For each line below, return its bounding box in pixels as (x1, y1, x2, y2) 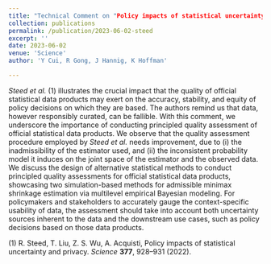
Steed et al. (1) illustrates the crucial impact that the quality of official (8, 85, 236, 95)
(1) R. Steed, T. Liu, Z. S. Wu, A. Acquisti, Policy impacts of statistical (8, 238, 236, 248)
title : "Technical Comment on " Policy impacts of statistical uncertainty (8, 11, 265, 20)
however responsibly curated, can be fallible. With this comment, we (8, 111, 236, 121)
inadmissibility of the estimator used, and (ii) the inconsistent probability (8, 146, 248, 155)
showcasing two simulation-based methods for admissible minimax (8, 179, 232, 189)
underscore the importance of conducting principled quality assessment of (8, 120, 258, 130)
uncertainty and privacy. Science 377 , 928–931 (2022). (8, 246, 192, 256)
